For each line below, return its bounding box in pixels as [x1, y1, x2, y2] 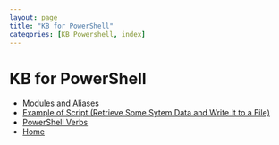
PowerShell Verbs [21, 117, 89, 128]
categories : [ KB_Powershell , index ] [9, 30, 146, 38]
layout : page [9, 13, 58, 22]
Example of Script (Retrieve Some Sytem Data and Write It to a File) [21, 107, 270, 118]
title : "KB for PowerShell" [9, 21, 114, 30]
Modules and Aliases [21, 98, 100, 108]
